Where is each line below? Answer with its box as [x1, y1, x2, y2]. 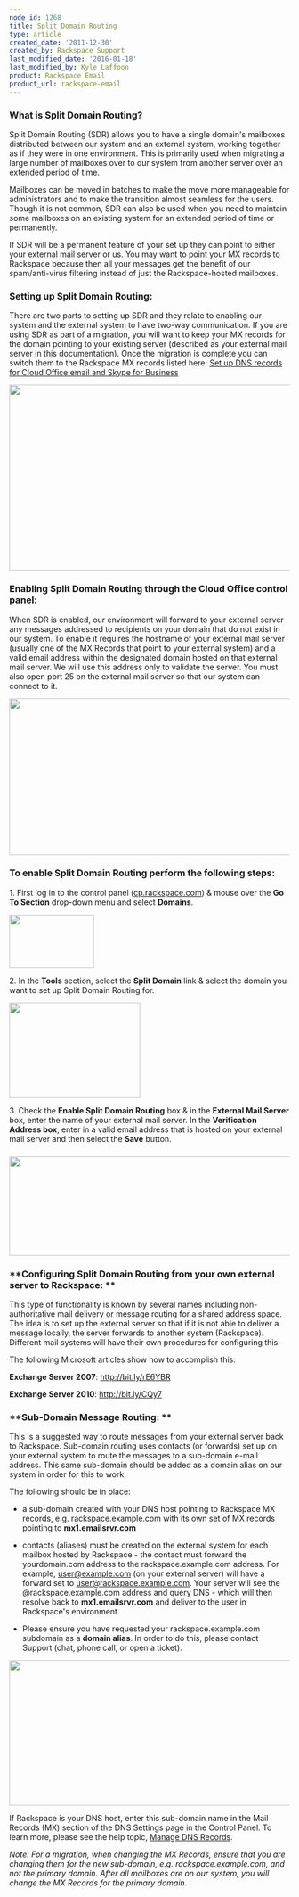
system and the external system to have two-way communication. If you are [9, 320, 287, 331]
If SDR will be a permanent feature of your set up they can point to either [9, 239, 276, 250]
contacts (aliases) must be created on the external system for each [21, 1540, 269, 1551]
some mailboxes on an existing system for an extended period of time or [9, 212, 274, 223]
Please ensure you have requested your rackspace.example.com [21, 1623, 261, 1634]
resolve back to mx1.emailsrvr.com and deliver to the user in [21, 1597, 247, 1607]
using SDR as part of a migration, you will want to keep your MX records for [9, 329, 287, 340]
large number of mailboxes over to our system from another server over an [9, 157, 283, 168]
